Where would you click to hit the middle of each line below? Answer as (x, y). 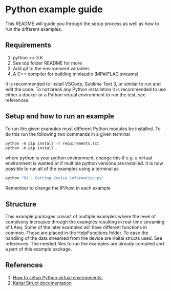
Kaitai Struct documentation (42, 283)
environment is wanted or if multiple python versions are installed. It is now (84, 163)
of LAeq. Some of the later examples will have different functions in (76, 227)
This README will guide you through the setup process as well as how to (82, 24)
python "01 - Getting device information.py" (55, 178)
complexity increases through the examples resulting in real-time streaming (85, 222)
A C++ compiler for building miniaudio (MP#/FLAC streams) (76, 74)
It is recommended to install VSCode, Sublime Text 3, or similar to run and (83, 84)
